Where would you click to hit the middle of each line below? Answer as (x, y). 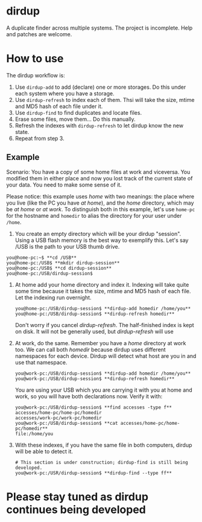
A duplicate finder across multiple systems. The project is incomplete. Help (99, 28)
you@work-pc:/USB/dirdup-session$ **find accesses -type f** (93, 407)
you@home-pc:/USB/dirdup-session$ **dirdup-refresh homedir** (95, 314)
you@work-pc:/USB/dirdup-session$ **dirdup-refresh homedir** (95, 378)
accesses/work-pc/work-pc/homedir (58, 418)
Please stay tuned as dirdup (77, 497)
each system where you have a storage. (65, 93)
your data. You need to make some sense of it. (64, 185)
